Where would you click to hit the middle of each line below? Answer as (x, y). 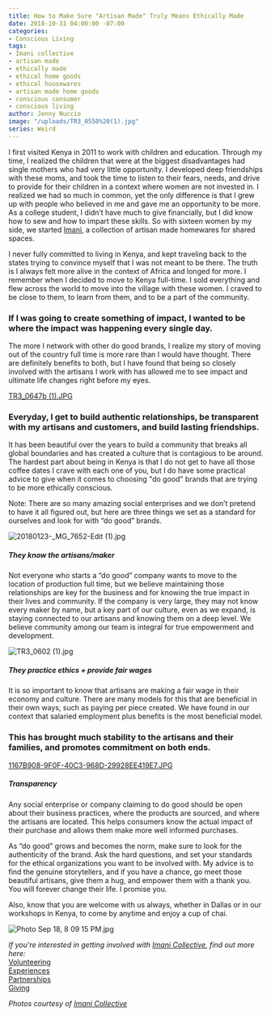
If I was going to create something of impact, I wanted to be (127, 318)
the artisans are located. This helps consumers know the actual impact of (131, 821)
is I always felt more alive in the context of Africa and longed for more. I (127, 271)
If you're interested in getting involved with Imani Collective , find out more (131, 945)
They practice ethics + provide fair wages (80, 670)
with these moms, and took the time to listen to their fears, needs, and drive (134, 178)
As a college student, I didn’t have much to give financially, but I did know (131, 212)
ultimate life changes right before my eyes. (80, 380)
